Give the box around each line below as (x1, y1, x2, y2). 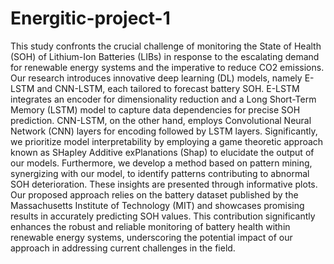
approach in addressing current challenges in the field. (10, 242, 236, 254)
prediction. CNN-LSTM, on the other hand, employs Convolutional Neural (10, 114, 312, 126)
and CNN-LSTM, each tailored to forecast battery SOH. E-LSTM (36, 82, 300, 94)
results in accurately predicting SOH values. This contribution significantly (10, 210, 316, 222)
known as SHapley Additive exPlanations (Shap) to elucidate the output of (10, 146, 315, 158)
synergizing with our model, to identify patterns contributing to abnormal (10, 167, 310, 179)
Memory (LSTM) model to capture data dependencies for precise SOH (10, 103, 301, 116)
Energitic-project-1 (10, 7, 171, 30)
